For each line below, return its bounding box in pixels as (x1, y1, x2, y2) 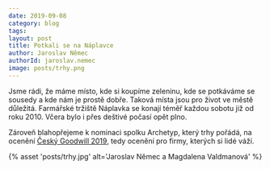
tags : (8, 27, 27, 35)
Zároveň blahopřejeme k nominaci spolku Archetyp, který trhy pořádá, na (8, 127, 252, 137)
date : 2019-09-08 (8, 11, 67, 20)
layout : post (8, 34, 53, 43)
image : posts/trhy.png (8, 64, 85, 72)
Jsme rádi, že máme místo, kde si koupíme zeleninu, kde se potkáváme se (8, 86, 255, 96)
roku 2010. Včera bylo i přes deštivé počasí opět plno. (8, 112, 188, 122)
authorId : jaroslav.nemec (8, 57, 95, 65)
